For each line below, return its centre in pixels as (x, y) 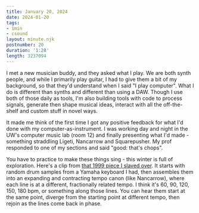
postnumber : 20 (25, 45)
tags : (13, 23)
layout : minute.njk (30, 39)
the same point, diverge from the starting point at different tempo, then (93, 197)
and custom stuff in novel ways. (59, 111)
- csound (17, 34)
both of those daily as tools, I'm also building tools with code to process (94, 98)
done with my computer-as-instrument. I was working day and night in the (97, 129)
